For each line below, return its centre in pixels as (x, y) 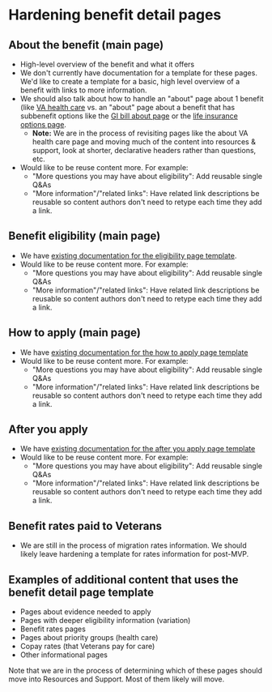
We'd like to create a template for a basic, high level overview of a (130, 81)
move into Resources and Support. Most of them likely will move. (117, 679)
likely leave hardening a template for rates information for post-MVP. (134, 554)
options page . (43, 124)
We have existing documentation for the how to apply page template (134, 352)
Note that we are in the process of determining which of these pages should (136, 671)
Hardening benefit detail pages (115, 15)
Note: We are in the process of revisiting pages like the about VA (140, 133)
